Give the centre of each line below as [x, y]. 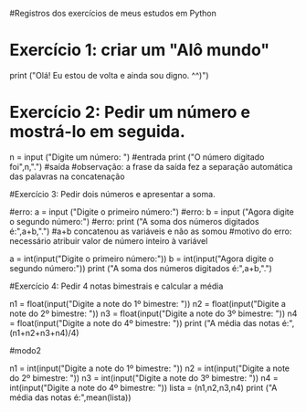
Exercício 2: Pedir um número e [130, 112]
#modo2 [26, 350]
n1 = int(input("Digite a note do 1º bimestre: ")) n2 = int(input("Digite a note [150, 368]
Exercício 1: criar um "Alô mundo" [140, 50]
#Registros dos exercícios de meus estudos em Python [113, 13]
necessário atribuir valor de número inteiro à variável [109, 240]
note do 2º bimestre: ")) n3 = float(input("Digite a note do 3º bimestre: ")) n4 [153, 313]
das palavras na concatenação [67, 176]
